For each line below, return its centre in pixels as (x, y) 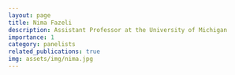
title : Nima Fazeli (40, 23)
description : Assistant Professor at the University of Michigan (117, 30)
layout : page (30, 15)
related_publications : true (54, 52)
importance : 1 (32, 37)
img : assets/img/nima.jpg (50, 59)
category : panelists (42, 45)
